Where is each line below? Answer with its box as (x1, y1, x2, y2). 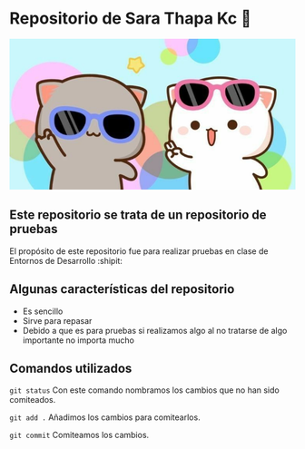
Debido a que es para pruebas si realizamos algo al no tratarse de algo (22, 325, 288, 336)
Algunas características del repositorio (9, 281, 235, 298)
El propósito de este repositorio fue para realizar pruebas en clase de (9, 245, 269, 257)
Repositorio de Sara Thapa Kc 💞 (9, 8, 252, 29)
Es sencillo (22, 306, 64, 317)
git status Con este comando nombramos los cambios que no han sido (9, 385, 280, 395)
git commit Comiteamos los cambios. (9, 430, 150, 441)
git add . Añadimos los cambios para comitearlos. (9, 412, 202, 423)
